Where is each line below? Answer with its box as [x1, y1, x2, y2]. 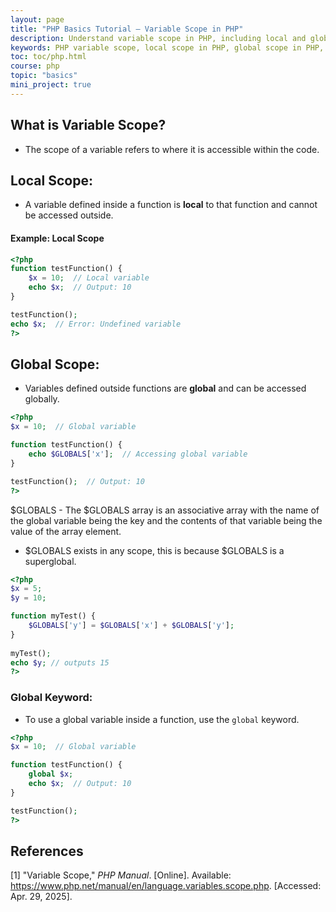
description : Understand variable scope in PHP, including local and [10, 33, 307, 43]
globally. [24, 393, 60, 405]
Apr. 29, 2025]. [10, 891, 73, 903]
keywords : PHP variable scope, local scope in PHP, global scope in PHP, [10, 42, 325, 53]
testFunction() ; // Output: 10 [10, 476, 145, 486]
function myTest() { [10, 611, 97, 621]
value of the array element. [10, 525, 122, 537]
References [10, 842, 84, 860]
